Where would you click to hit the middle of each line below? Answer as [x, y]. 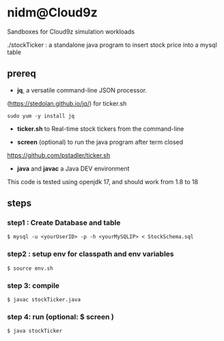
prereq [22, 74]
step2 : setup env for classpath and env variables [90, 254]
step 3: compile [33, 286]
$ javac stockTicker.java [44, 300]
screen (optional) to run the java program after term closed [100, 142]
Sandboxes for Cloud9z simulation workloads [71, 31]
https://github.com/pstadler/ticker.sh [59, 155]
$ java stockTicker [35, 331]
